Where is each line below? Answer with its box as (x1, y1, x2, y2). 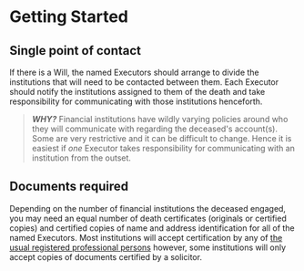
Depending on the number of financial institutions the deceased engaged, (9, 203, 287, 214)
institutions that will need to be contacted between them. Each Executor (9, 77, 279, 88)
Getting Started (9, 6, 129, 27)
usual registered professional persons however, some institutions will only (9, 242, 287, 253)
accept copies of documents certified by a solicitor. (9, 251, 203, 262)
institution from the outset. (31, 152, 132, 163)
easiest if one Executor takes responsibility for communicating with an (31, 143, 296, 153)
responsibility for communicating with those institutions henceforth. (9, 96, 263, 107)
